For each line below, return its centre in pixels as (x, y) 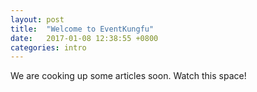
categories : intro (48, 47)
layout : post (37, 19)
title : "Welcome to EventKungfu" (82, 29)
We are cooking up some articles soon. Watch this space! (128, 76)
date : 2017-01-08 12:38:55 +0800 (84, 38)
